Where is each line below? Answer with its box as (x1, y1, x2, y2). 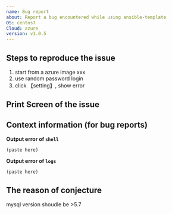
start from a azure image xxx (14, 68, 86, 75)
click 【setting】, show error (14, 81, 85, 89)
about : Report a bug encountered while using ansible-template (6, 14, 167, 20)
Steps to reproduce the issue (6, 53, 116, 63)
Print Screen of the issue (6, 99, 100, 110)
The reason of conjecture (6, 185, 102, 195)
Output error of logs (6, 158, 57, 165)
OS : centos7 (6, 20, 36, 26)
